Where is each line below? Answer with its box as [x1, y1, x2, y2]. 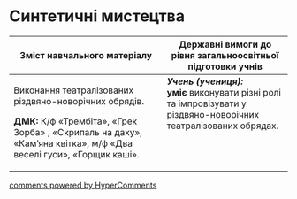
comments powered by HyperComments [9, 180, 157, 190]
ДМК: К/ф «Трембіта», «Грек [13, 115, 138, 127]
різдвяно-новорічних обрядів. [13, 95, 144, 107]
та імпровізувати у [166, 97, 247, 110]
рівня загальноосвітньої [171, 49, 279, 61]
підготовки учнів [187, 60, 263, 73]
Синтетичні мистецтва [9, 6, 186, 27]
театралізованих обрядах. [166, 119, 279, 132]
